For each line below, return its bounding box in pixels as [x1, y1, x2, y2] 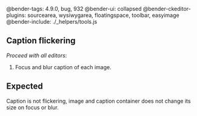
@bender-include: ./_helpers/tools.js [6, 18, 98, 25]
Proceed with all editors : [6, 52, 67, 59]
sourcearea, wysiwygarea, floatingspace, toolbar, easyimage [27, 12, 180, 19]
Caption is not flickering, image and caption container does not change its [6, 97, 191, 104]
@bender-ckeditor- [142, 5, 191, 12]
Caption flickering [6, 36, 76, 46]
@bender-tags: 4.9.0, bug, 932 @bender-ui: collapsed [6, 5, 142, 12]
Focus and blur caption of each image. [15, 63, 112, 70]
